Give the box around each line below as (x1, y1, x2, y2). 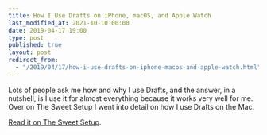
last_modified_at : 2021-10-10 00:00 (8, 19, 130, 27)
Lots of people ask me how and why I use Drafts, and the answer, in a (8, 85, 236, 94)
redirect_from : (8, 56, 59, 64)
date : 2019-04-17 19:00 (8, 26, 87, 34)
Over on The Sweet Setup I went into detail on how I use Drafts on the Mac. (8, 102, 255, 111)
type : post (8, 33, 44, 42)
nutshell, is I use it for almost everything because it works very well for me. (8, 93, 253, 103)
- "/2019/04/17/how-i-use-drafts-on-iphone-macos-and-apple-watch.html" (15, 64, 261, 71)
